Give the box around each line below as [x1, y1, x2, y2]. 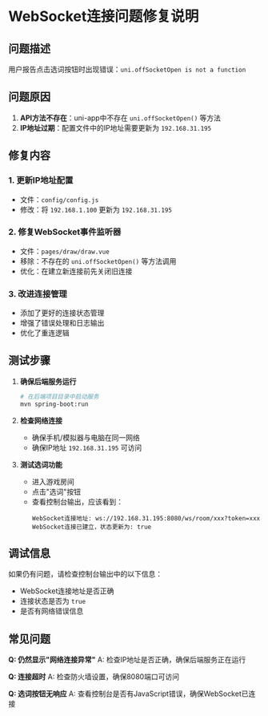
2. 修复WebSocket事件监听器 [8, 226, 122, 237]
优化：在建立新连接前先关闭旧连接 [19, 266, 133, 276]
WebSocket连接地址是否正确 [19, 586, 114, 596]
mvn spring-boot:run [19, 400, 89, 408]
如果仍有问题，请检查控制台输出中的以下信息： [8, 569, 162, 579]
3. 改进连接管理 [8, 288, 68, 299]
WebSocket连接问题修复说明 [8, 7, 199, 26]
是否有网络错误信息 [19, 606, 84, 616]
